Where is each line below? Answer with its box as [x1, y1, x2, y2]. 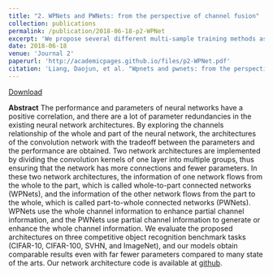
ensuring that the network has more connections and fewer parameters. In [8, 163, 258, 173]
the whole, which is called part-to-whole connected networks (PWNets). [8, 197, 251, 207]
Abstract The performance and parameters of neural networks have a [8, 102, 244, 112]
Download [8, 87, 43, 97]
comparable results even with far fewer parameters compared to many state [8, 249, 263, 259]
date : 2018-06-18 [8, 42, 67, 50]
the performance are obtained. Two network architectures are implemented [8, 145, 262, 155]
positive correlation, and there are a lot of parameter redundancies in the [8, 111, 252, 121]
